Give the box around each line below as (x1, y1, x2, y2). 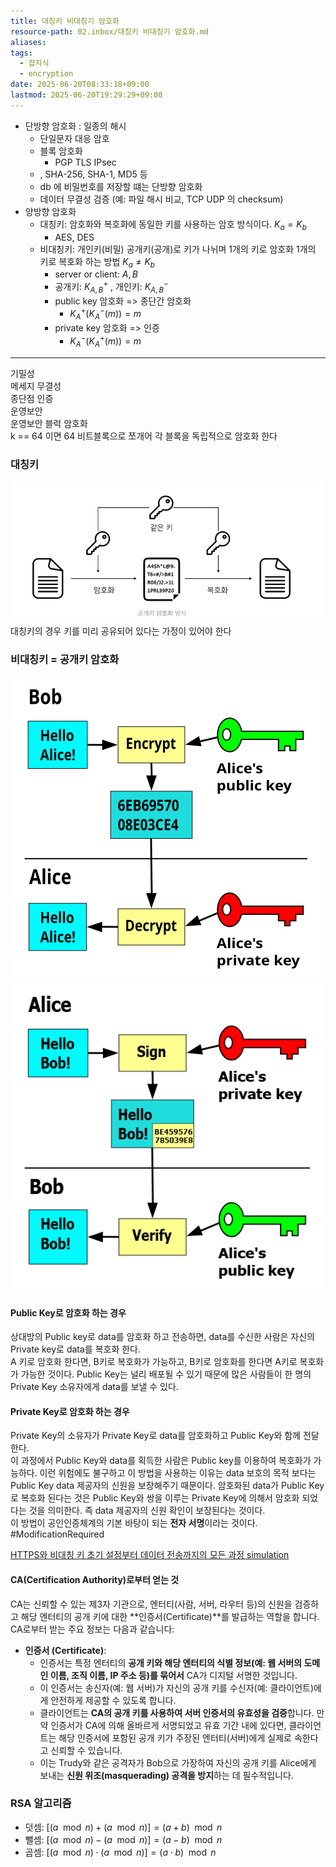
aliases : (10, 37, 47, 47)
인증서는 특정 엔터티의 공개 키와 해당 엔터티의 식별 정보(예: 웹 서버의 (39, 1656, 303, 1669)
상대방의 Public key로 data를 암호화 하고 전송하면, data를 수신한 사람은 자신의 (10, 1331, 315, 1343)
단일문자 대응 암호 (39, 132, 110, 144)
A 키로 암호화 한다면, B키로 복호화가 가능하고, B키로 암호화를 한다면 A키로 (10, 1356, 298, 1368)
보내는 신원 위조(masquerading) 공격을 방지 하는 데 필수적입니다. (39, 1769, 294, 1781)
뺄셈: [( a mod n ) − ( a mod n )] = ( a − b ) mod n (24, 1833, 223, 1845)
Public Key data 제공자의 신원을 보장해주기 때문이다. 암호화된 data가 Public (10, 1480, 307, 1492)
